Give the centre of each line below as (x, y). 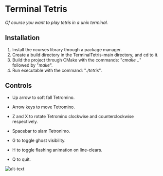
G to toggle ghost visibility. (39, 140)
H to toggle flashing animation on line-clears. (57, 150)
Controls (18, 86)
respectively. (25, 121)
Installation (22, 38)
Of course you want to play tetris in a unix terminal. (56, 22)
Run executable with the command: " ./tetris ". (57, 70)
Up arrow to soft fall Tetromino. (43, 97)
